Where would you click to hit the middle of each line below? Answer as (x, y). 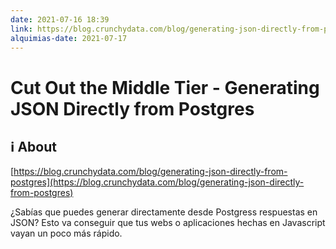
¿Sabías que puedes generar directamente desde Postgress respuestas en (164, 212)
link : (21, 29)
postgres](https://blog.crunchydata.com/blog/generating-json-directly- (157, 182)
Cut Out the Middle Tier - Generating (165, 87)
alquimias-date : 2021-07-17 (69, 38)
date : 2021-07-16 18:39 (60, 19)
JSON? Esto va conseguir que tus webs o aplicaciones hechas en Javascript (168, 223)
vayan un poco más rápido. (66, 233)
